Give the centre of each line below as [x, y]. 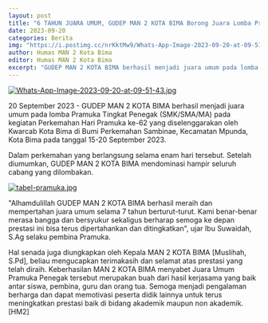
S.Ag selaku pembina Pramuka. [60, 237]
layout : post [30, 16]
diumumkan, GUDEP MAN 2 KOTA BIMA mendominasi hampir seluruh [122, 163]
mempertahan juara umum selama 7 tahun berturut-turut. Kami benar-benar [133, 211]
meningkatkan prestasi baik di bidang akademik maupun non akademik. [126, 303]
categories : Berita [41, 38]
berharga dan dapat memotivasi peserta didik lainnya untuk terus [115, 294]
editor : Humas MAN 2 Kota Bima [60, 61]
